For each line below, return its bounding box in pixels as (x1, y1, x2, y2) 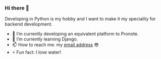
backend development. (5, 21, 52, 27)
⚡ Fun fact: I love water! (12, 49, 62, 55)
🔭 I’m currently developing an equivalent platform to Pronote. (12, 31, 139, 37)
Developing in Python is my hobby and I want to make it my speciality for (5, 16, 156, 22)
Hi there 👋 (5, 4, 30, 11)
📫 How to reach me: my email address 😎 (12, 42, 99, 48)
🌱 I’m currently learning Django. (12, 36, 78, 42)
